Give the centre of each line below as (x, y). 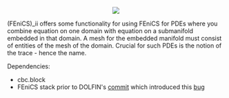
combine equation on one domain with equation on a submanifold (100, 31)
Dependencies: (29, 66)
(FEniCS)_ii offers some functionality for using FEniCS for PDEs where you (112, 23)
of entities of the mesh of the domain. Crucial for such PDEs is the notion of (114, 46)
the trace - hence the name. (47, 53)
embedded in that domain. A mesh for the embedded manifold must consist (114, 38)
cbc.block (31, 80)
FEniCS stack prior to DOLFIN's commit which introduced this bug (111, 87)
